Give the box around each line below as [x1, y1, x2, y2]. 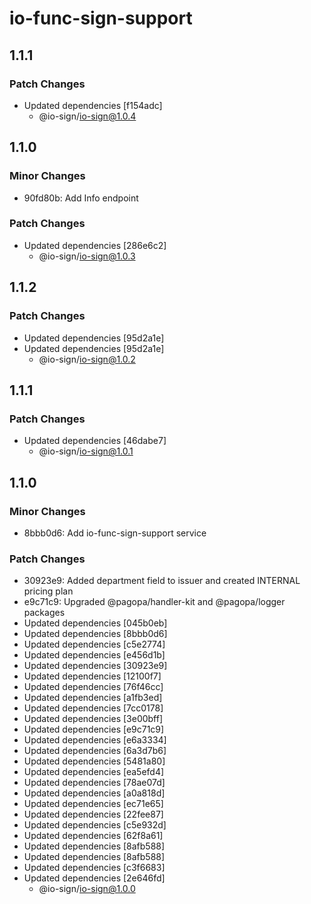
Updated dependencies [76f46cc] [23, 681, 164, 693]
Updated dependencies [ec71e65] [23, 798, 164, 810]
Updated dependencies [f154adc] [23, 99, 163, 111]
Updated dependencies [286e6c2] [23, 239, 167, 251]
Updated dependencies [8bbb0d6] [23, 628, 168, 640]
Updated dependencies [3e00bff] [23, 713, 164, 725]
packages [23, 607, 66, 619]
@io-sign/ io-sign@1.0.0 [38, 883, 136, 895]
